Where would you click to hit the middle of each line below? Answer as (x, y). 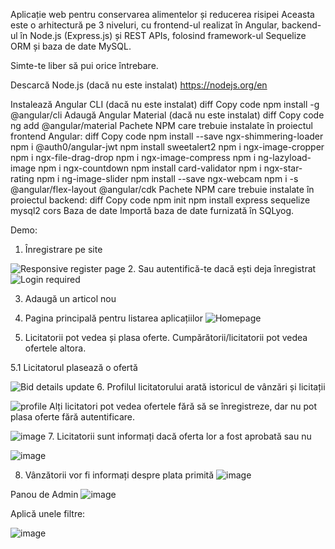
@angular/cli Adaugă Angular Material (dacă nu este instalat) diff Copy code (167, 115)
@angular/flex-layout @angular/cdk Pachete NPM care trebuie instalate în (162, 189)
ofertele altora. (55, 348)
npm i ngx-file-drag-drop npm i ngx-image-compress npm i (133, 157)
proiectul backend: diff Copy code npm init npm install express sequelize (160, 200)
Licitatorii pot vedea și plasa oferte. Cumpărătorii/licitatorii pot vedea (166, 337)
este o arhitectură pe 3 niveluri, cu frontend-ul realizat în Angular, (145, 25)
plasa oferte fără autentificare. (73, 417)
